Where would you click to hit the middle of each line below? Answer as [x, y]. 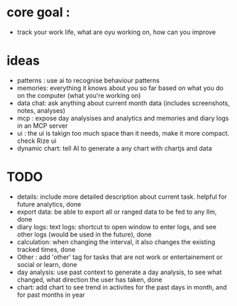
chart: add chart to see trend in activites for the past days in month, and [122, 287]
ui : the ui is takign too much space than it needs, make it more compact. [123, 133]
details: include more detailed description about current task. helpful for [122, 197]
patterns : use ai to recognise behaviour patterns [88, 80]
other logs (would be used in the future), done [84, 234]
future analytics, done [49, 204]
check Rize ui [37, 141]
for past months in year [51, 295]
